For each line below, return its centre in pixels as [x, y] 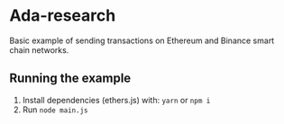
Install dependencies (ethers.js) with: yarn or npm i [116, 100]
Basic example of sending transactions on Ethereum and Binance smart [142, 40]
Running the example [70, 79]
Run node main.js [55, 110]
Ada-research [63, 16]
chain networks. [39, 49]
